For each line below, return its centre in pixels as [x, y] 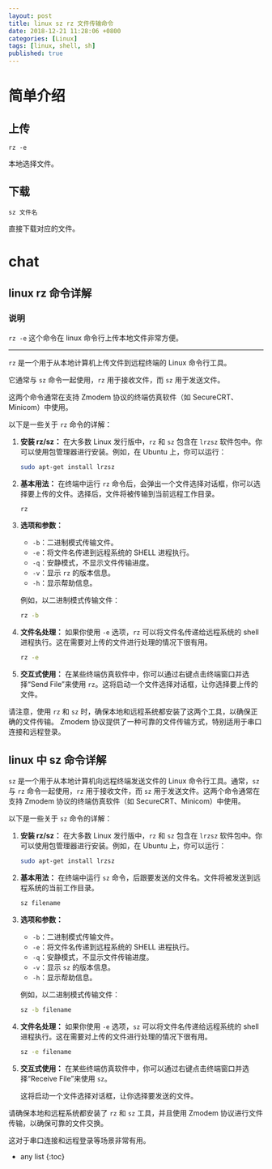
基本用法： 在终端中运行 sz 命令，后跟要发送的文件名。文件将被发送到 [136, 877]
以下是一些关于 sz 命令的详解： [60, 818]
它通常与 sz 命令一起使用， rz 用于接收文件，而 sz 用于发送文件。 [117, 380]
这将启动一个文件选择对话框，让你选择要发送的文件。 [109, 1095]
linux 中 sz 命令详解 [57, 759]
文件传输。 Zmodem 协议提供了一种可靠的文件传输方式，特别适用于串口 [142, 722]
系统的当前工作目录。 [63, 887]
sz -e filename [46, 1052]
